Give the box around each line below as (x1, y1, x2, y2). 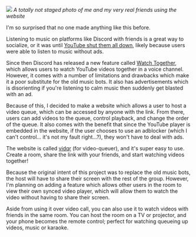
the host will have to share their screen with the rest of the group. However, (6, 175, 189, 182)
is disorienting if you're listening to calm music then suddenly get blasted (6, 84, 184, 91)
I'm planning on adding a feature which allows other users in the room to (6, 182, 182, 188)
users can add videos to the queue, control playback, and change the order (6, 115, 190, 121)
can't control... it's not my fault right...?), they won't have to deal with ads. (6, 133, 184, 140)
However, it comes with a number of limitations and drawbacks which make (6, 72, 190, 79)
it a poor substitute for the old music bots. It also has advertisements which (6, 78, 188, 85)
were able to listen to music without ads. (6, 48, 104, 55)
